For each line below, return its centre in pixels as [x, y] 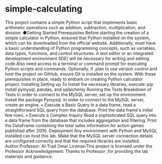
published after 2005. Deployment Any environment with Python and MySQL [81, 131]
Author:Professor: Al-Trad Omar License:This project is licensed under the [79, 146]
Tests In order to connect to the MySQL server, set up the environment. [76, 94]
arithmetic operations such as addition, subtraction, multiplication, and [75, 27]
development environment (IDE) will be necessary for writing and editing [77, 58]
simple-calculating [44, 9]
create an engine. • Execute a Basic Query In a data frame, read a [71, 105]
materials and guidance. [29, 156]
